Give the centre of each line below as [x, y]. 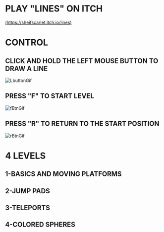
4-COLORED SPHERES [40, 225]
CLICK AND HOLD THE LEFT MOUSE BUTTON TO [82, 61]
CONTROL [27, 42]
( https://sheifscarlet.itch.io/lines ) [38, 22]
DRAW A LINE [27, 68]
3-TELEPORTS [28, 207]
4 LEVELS [26, 156]
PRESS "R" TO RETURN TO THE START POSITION [82, 124]
